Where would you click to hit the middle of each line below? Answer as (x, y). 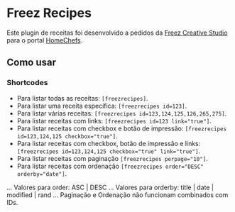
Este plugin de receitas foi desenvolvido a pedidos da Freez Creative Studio (117, 33)
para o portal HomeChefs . (45, 40)
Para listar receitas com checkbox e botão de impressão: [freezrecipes (122, 128)
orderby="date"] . (42, 173)
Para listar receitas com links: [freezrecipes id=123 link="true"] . (114, 121)
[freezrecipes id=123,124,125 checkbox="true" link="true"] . (108, 151)
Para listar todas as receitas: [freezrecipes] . (82, 98)
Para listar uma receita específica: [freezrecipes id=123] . (102, 106)
